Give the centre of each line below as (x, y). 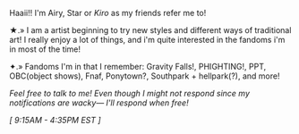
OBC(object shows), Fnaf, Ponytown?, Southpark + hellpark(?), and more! (145, 76)
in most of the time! (45, 49)
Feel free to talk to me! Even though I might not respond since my (130, 93)
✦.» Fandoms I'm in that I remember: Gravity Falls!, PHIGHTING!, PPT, (138, 67)
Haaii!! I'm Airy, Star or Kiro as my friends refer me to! (108, 13)
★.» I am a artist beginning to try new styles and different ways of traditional (150, 30)
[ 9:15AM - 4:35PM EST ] (55, 120)
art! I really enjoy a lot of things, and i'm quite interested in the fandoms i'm (147, 40)
